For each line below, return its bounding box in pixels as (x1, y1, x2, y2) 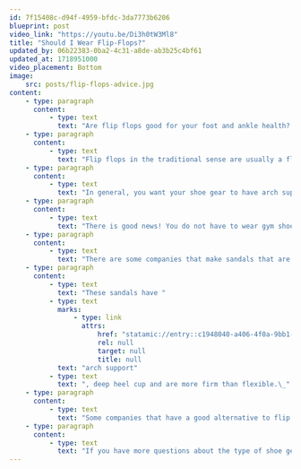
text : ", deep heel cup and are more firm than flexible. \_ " (56, 380, 291, 389)
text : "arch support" (56, 363, 139, 372)
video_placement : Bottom (9, 64, 102, 73)
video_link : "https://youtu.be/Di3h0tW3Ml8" (9, 30, 178, 39)
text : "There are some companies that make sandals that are (56, 255, 291, 265)
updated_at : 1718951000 (9, 55, 99, 64)
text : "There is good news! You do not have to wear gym (56, 221, 275, 230)
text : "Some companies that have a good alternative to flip (56, 413, 291, 422)
